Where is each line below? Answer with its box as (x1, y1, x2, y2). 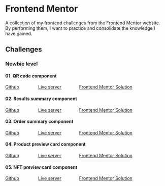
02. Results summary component (5, 96, 77, 102)
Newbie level (5, 60, 38, 67)
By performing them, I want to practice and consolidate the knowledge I (5, 25, 155, 31)
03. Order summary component (5, 118, 74, 124)
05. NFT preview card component (5, 164, 78, 170)
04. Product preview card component (5, 141, 86, 147)
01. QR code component (5, 73, 57, 79)
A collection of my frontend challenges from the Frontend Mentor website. (5, 20, 160, 26)
